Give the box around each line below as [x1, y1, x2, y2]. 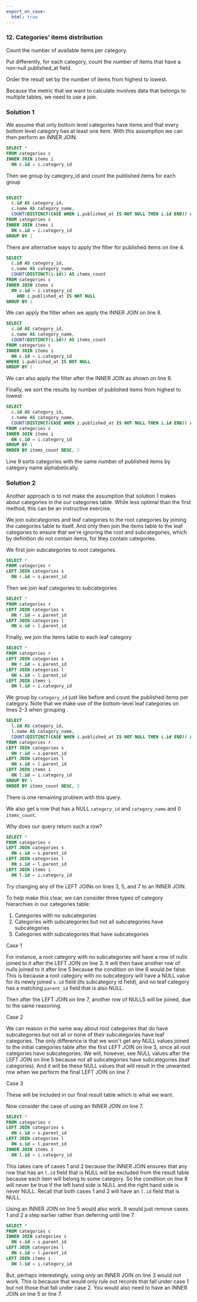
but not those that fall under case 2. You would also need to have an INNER [6, 1284, 188, 1291]
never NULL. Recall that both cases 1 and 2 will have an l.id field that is [6, 1188, 180, 1195]
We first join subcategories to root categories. [6, 546, 117, 553]
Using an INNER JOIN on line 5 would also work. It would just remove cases [6, 1205, 189, 1212]
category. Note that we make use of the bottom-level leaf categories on [6, 700, 179, 707]
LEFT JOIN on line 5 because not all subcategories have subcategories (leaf [6, 1056, 190, 1063]
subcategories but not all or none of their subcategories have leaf [6, 1031, 165, 1038]
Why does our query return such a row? [6, 823, 103, 830]
